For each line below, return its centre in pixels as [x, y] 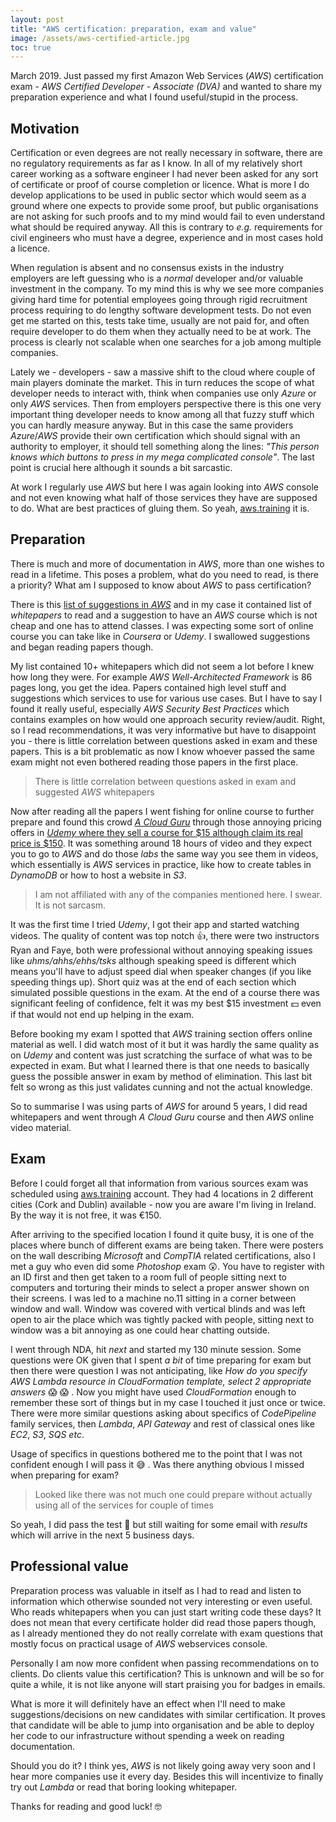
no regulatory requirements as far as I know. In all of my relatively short [156, 163]
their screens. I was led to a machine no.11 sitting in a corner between [153, 1298]
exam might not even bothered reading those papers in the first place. [154, 762]
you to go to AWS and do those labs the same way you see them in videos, [164, 853]
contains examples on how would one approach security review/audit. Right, [168, 719]
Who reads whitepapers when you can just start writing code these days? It [166, 1612]
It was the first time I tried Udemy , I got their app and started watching [155, 924]
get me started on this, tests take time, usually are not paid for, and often [160, 321]
